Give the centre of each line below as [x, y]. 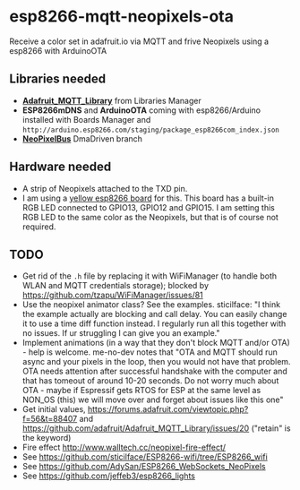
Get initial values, [54, 409]
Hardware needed [60, 167]
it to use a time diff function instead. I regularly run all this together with [154, 323]
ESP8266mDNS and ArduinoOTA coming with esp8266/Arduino [141, 110]
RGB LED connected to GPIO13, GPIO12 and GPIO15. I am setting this [148, 207]
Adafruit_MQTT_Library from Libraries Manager [111, 100]
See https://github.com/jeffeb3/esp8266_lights [108, 476]
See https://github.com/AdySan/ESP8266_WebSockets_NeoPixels [144, 467]
